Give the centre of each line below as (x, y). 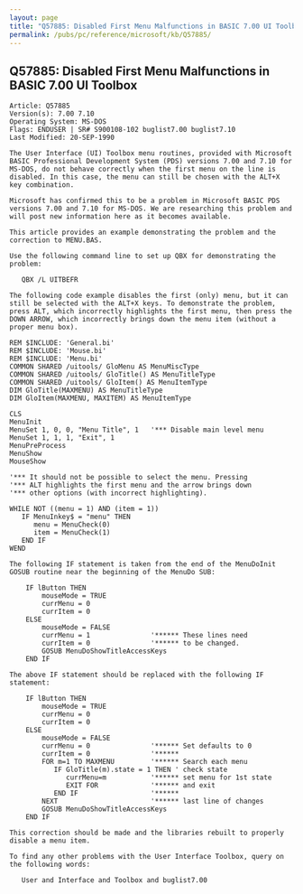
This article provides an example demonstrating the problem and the (143, 233)
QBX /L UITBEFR (50, 280)
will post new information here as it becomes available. (120, 217)
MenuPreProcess (38, 446)
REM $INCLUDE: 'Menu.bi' (56, 359)
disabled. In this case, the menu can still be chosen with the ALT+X (145, 177)
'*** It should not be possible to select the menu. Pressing (129, 478)
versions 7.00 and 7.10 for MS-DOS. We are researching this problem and (151, 209)
